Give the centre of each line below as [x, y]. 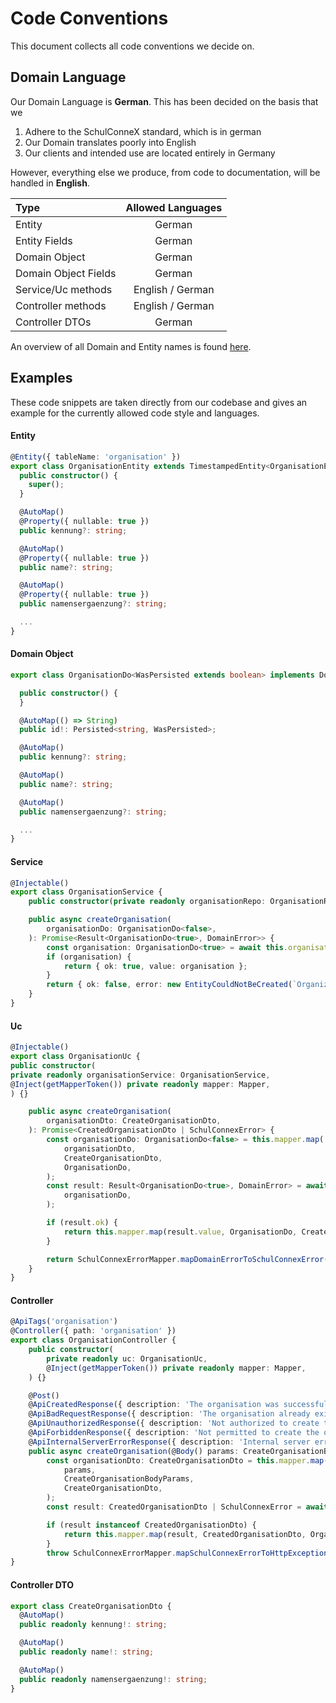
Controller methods [61, 305]
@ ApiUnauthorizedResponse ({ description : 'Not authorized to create [174, 1423]
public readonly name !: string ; [87, 1652]
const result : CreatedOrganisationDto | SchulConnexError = [174, 1507]
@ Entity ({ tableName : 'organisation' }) [96, 457]
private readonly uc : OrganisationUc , [127, 1358]
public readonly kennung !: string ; [93, 1625]
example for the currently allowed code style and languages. [135, 413]
